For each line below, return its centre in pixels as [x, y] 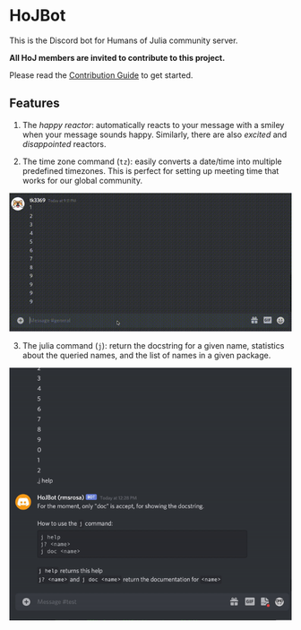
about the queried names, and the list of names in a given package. [146, 356]
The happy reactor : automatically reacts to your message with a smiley [153, 125]
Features [34, 104]
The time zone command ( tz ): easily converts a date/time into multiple [152, 161]
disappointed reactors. [64, 143]
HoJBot [38, 16]
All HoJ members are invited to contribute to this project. [117, 57]
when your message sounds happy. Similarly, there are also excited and [155, 134]
